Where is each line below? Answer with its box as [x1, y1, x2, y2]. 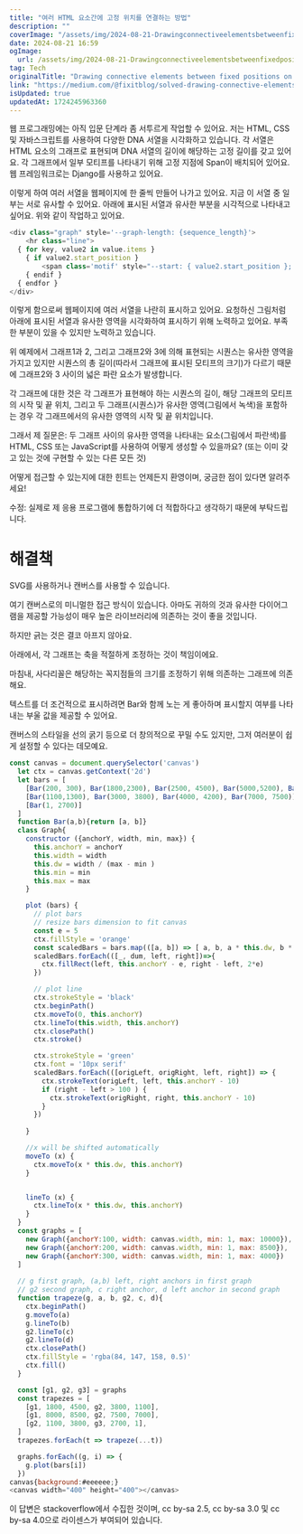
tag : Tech [9, 64, 47, 73]
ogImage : [9, 47, 42, 56]
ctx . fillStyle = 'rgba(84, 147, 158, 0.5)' [25, 1352, 192, 1361]
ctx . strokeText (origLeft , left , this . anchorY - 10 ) [41, 1077, 241, 1086]
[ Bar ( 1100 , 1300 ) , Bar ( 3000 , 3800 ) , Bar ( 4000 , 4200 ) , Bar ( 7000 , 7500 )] [25, 792, 297, 801]
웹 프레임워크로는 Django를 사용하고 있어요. [9, 168, 164, 179]
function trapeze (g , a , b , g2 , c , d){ [17, 1294, 164, 1303]
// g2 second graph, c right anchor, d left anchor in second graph [17, 1285, 280, 1294]
